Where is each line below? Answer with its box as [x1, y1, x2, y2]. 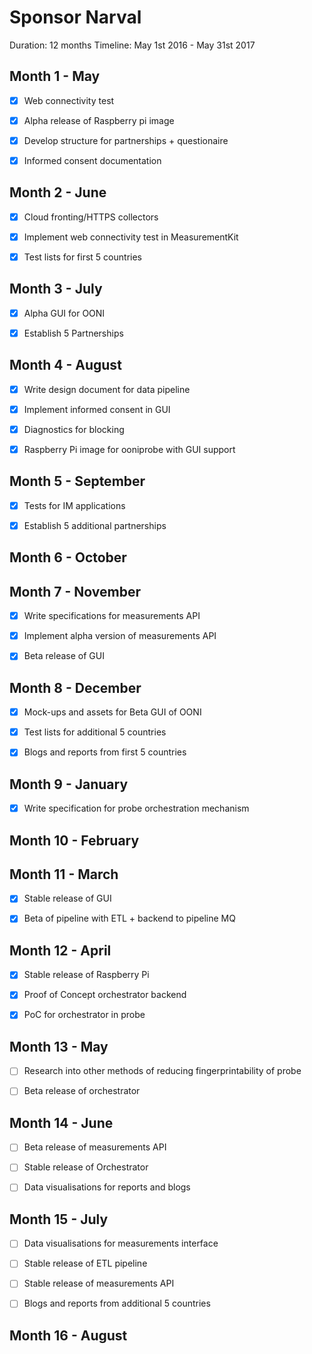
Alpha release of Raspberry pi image [23, 114, 175, 126]
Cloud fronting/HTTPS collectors [23, 211, 159, 223]
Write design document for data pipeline [23, 383, 191, 395]
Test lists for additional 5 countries [23, 726, 167, 738]
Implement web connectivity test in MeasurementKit [23, 231, 239, 243]
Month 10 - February [9, 832, 140, 849]
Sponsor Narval [9, 6, 142, 29]
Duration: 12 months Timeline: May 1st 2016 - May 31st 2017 [9, 39, 256, 51]
